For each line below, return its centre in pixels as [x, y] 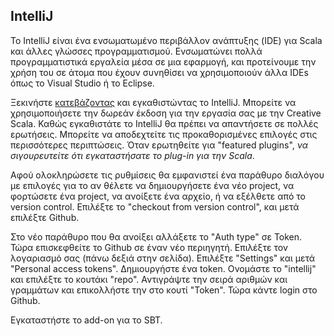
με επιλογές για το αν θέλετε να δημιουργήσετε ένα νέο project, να [152, 185]
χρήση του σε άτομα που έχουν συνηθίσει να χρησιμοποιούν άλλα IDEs [159, 72]
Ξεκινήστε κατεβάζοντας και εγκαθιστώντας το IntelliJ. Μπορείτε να [153, 102]
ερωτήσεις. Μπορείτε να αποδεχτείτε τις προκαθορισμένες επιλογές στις [164, 134]
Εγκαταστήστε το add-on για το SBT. [86, 320]
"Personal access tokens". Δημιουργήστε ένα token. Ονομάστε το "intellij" [163, 268]
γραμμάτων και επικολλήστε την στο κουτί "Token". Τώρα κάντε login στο [164, 290]
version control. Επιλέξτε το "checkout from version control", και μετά [155, 206]
